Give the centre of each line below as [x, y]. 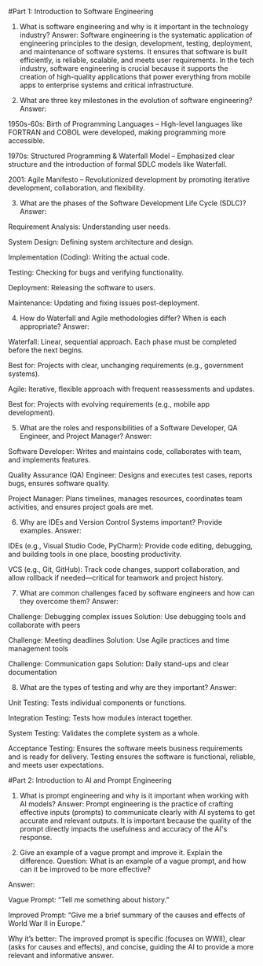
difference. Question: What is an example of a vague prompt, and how [133, 861]
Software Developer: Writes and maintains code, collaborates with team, [125, 451]
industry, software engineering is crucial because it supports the [124, 68]
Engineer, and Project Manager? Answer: [86, 436]
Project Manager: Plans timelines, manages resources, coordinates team [125, 498]
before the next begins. [46, 350]
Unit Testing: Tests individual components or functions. [97, 702]
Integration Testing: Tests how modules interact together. [100, 718]
